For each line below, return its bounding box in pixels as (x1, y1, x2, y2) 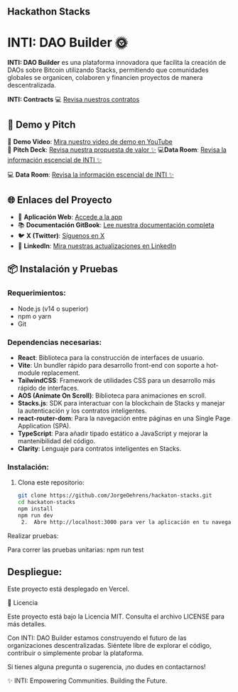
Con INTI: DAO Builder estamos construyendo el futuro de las (7, 634, 187, 642)
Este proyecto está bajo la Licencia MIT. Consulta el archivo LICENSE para (7, 612, 225, 621)
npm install (17, 505, 53, 512)
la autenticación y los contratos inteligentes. (17, 406, 147, 415)
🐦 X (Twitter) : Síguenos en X (17, 231, 105, 239)
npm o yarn (17, 311, 52, 320)
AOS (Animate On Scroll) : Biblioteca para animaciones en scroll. (17, 391, 207, 400)
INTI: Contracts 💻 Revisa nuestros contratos (7, 95, 140, 104)
